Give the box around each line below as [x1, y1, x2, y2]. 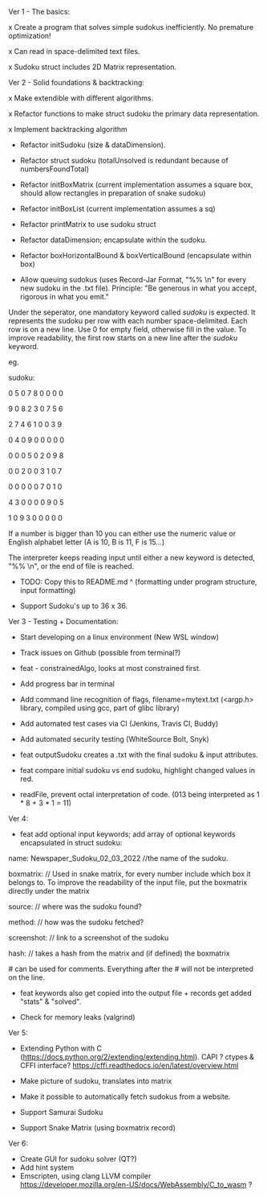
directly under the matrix [8, 886, 90, 895]
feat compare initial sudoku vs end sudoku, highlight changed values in [19, 766, 255, 775]
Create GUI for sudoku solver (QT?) [19, 1154, 138, 1163]
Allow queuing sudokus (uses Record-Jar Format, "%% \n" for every [19, 275, 247, 284]
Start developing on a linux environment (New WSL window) [19, 632, 219, 642]
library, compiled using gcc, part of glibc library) [19, 703, 180, 713]
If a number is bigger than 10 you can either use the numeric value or [8, 529, 237, 538]
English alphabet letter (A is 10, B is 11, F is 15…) [8, 537, 165, 546]
